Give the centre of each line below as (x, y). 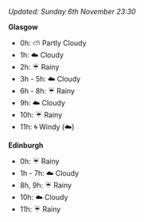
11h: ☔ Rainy (40, 209)
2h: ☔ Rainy (39, 67)
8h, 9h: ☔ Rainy (46, 185)
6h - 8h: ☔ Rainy (47, 91)
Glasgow (23, 27)
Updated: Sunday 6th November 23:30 (72, 12)
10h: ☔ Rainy (41, 115)
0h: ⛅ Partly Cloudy (53, 43)
